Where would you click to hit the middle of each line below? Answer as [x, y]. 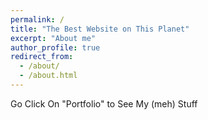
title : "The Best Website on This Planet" [100, 29]
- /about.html [48, 76]
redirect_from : [42, 57]
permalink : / [37, 19]
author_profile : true [55, 47]
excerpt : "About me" [53, 38]
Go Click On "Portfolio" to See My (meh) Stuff [104, 103]
